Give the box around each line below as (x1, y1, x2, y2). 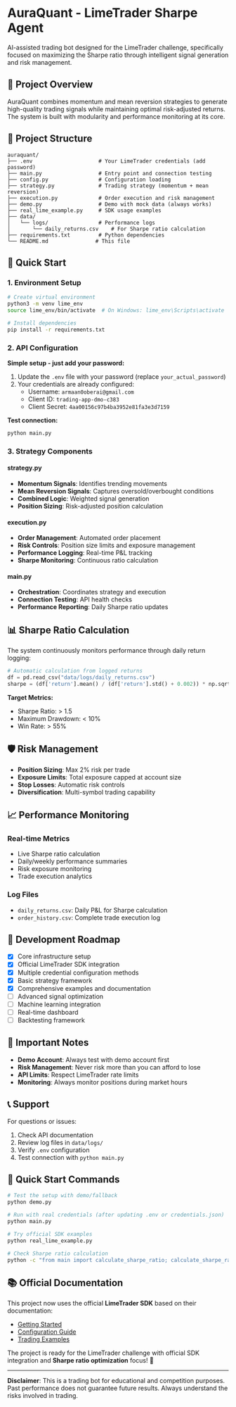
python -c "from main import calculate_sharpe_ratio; (7, 1256, 169, 1263)
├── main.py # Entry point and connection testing (7, 170, 212, 177)
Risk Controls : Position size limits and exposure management (17, 541, 195, 550)
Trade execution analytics (17, 872, 93, 881)
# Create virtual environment (7, 294, 96, 301)
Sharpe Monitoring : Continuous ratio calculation (17, 556, 159, 565)
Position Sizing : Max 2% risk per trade (17, 765, 131, 774)
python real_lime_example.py (7, 1237, 93, 1244)
